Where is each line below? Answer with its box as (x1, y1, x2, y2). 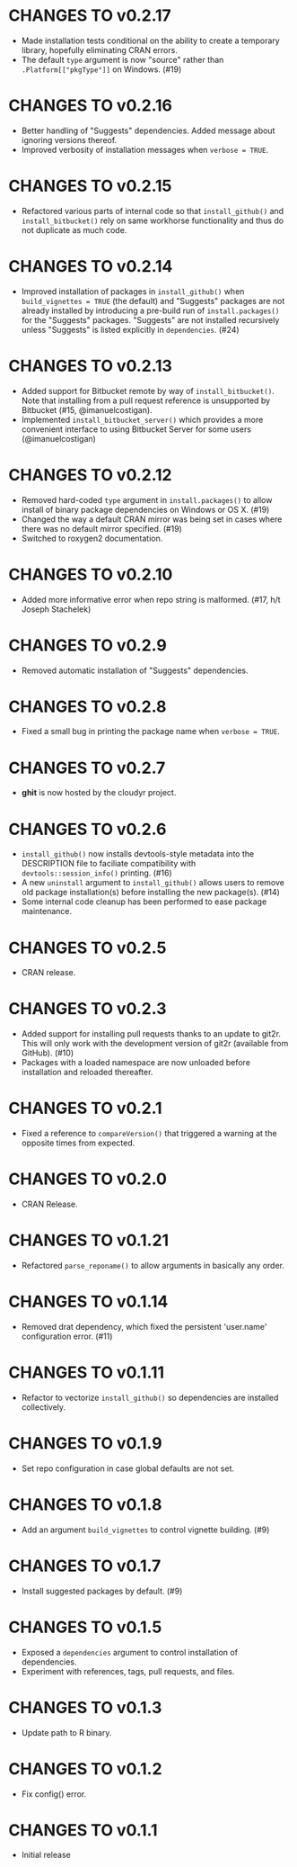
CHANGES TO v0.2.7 (8, 758, 166, 778)
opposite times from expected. (21, 1137, 135, 1148)
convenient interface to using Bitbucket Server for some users (21, 424, 252, 435)
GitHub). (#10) (21, 1047, 74, 1058)
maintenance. (21, 906, 73, 917)
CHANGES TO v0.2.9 (8, 635, 167, 655)
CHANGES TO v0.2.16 (8, 95, 172, 116)
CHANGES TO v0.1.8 (8, 1494, 162, 1514)
